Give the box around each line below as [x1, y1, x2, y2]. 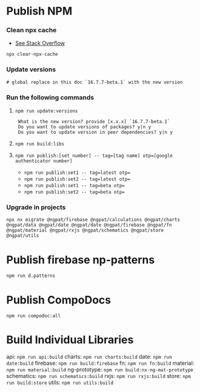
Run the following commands [6, 93, 95, 101]
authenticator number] [15, 158, 73, 164]
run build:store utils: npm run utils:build [6, 379, 114, 386]
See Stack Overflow [15, 39, 65, 47]
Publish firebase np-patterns [6, 253, 155, 267]
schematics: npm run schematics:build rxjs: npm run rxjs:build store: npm [6, 373, 191, 380]
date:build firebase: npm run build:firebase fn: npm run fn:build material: [6, 359, 195, 367]
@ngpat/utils [6, 233, 39, 239]
